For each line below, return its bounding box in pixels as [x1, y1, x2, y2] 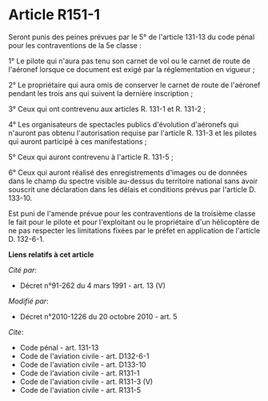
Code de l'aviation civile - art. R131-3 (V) [19, 376, 154, 386]
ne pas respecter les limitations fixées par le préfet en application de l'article [8, 226, 261, 235]
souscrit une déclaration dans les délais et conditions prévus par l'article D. [8, 184, 256, 194]
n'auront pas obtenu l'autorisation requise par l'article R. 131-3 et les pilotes [8, 128, 258, 138]
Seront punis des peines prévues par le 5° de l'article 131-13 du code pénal [8, 32, 255, 42]
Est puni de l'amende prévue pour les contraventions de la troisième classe [8, 208, 256, 218]
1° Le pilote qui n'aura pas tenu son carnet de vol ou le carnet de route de [8, 56, 250, 66]
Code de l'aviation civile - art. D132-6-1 [19, 351, 150, 361]
